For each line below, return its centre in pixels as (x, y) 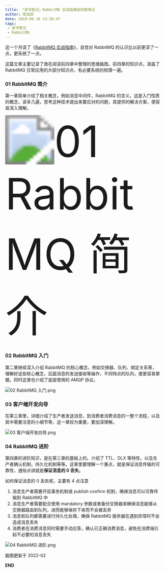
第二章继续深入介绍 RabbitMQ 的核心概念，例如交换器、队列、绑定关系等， (81, 367)
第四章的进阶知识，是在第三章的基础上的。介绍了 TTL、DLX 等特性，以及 (79, 458)
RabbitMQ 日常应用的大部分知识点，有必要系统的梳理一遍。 (65, 70)
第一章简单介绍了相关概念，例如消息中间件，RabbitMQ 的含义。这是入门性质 (82, 96)
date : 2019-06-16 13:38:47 (33, 19)
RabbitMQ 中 (35, 498)
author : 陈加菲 (19, 14)
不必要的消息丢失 (34, 535)
